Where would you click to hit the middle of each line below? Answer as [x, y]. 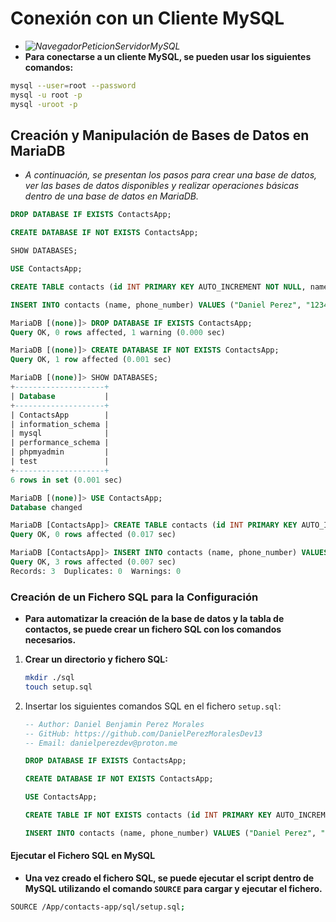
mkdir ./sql [49, 678]
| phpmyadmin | [60, 452]
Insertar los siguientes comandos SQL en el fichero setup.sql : [153, 706]
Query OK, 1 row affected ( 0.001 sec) [91, 360]
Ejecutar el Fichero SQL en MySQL [83, 856]
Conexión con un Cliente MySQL [147, 18]
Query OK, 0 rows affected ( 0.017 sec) [93, 535]
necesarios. [50, 640]
